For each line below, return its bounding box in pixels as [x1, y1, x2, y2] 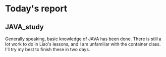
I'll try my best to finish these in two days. [5, 47, 90, 52]
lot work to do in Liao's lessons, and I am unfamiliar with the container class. [5, 41, 161, 47]
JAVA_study [5, 23, 44, 31]
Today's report [5, 3, 67, 14]
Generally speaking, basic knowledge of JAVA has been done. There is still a [5, 36, 162, 42]
